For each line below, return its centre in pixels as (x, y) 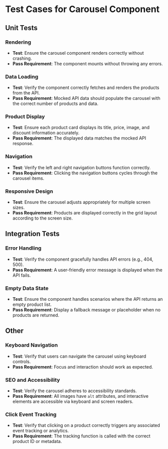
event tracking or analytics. (41, 431)
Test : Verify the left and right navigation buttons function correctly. (81, 167)
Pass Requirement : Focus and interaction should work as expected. (83, 367)
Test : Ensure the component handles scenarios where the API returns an (88, 299)
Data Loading (22, 76)
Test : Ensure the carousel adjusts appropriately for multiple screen (81, 202)
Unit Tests (21, 28)
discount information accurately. (46, 133)
